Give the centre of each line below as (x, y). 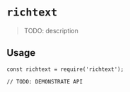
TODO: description (51, 30)
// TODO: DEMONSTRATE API (45, 81)
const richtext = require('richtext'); (65, 69)
